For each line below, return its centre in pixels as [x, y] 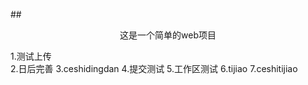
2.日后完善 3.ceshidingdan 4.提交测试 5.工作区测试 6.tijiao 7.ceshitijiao [154, 68]
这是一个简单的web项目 [168, 35]
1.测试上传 [31, 56]
